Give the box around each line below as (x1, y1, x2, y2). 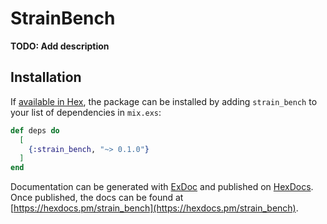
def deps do (10, 125, 60, 136)
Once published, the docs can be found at (10, 192, 184, 204)
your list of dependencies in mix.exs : (10, 106, 162, 118)
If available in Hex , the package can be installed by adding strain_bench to (10, 95, 318, 107)
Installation (10, 69, 82, 86)
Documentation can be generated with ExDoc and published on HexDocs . (10, 181, 314, 193)
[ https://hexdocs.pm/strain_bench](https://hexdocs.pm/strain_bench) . (10, 202, 299, 214)
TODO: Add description (10, 40, 110, 52)
